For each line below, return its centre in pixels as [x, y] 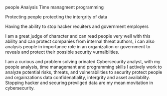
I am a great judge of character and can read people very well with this [78, 36]
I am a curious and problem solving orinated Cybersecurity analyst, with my [83, 61]
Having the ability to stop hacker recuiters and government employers [77, 26]
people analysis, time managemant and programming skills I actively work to [83, 67]
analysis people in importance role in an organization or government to [78, 47]
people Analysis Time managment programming [54, 7]
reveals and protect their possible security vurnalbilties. [62, 52]
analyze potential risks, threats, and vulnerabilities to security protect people [84, 72]
